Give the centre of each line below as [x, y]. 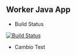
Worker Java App [39, 10]
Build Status [29, 24]
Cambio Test [30, 47]
